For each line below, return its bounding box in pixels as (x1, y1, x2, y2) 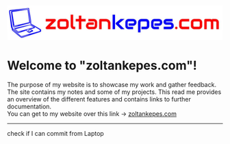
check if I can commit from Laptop (7, 129, 104, 137)
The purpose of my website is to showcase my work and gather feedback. (7, 80, 217, 88)
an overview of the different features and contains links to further (7, 95, 192, 103)
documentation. (7, 102, 52, 110)
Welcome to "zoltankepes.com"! (7, 58, 197, 73)
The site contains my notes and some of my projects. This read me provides (7, 88, 222, 96)
